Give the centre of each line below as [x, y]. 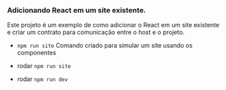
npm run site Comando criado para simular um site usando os [105, 46]
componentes [37, 52]
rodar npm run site [44, 66]
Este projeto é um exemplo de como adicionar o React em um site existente [113, 25]
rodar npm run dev [42, 79]
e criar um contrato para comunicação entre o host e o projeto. [96, 32]
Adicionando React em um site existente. [77, 10]
